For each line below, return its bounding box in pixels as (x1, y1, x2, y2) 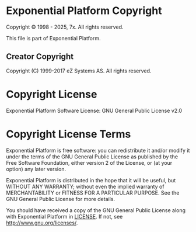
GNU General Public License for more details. (6, 195, 116, 202)
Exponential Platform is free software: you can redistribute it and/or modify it (6, 147, 190, 154)
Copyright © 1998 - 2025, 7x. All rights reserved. (6, 23, 124, 30)
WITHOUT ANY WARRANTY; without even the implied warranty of (6, 183, 164, 190)
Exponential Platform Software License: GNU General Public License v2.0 (6, 107, 183, 114)
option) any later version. (6, 165, 66, 172)
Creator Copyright (6, 51, 74, 62)
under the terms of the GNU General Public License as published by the (6, 153, 178, 160)
